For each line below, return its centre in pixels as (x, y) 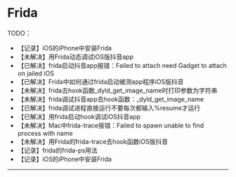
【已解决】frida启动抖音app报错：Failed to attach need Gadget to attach (122, 65)
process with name (45, 133)
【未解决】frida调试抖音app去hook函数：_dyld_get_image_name (111, 99)
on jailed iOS (36, 73)
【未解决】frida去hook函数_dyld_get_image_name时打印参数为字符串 (117, 90)
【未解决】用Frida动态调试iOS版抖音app (75, 57)
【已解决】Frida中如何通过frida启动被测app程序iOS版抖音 (100, 81)
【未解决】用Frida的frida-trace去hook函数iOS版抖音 (93, 141)
